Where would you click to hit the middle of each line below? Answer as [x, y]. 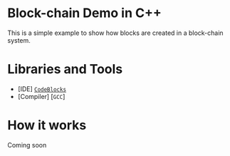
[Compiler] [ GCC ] [41, 96]
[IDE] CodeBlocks [42, 89]
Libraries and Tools [65, 69]
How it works [47, 125]
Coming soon [27, 145]
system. [19, 40]
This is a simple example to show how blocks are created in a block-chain [115, 33]
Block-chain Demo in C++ [84, 13]
